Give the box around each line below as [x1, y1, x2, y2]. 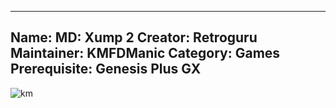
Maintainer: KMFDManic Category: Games [10, 45, 281, 62]
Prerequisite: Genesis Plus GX [10, 61, 202, 78]
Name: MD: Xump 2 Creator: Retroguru [10, 29, 258, 46]
